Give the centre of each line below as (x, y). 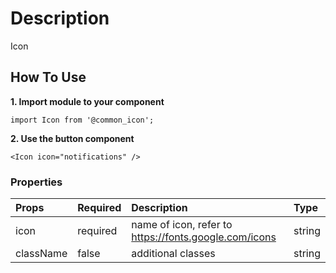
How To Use (48, 77)
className (41, 254)
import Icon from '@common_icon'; (82, 120)
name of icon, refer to (182, 225)
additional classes (173, 254)
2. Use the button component (72, 138)
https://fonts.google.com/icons (204, 237)
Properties (36, 182)
